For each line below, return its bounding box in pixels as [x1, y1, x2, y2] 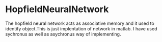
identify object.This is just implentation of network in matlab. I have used [5, 25, 157, 31]
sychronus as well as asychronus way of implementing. [5, 31, 121, 37]
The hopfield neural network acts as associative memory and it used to [5, 20, 154, 26]
